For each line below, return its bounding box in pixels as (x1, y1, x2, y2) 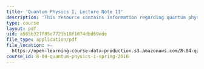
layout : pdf (6, 25, 36, 32)
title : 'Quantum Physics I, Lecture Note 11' (6, 8, 123, 15)
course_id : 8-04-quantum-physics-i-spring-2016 (6, 53, 129, 59)
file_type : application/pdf (6, 37, 78, 43)
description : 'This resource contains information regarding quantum (6, 14, 186, 20)
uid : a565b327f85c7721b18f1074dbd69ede (6, 31, 107, 37)
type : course (6, 20, 39, 26)
